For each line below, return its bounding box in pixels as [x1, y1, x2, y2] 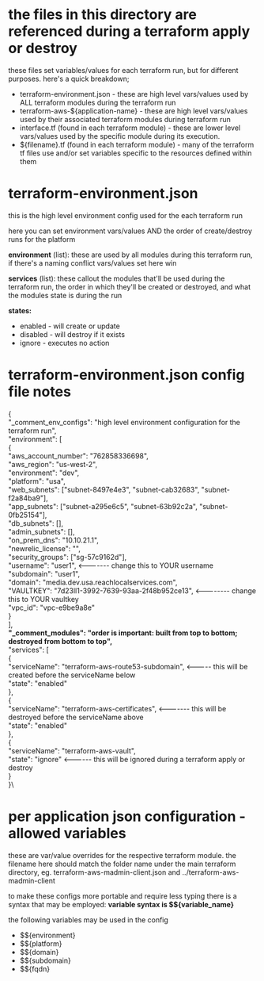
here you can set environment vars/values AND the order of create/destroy [8, 226, 253, 236]
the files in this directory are [8, 6, 198, 24]
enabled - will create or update [19, 321, 120, 331]
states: [8, 305, 32, 315]
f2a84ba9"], [8, 493, 49, 503]
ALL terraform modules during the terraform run [19, 98, 176, 107]
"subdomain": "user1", [8, 569, 81, 578]
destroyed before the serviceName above [8, 712, 144, 722]
